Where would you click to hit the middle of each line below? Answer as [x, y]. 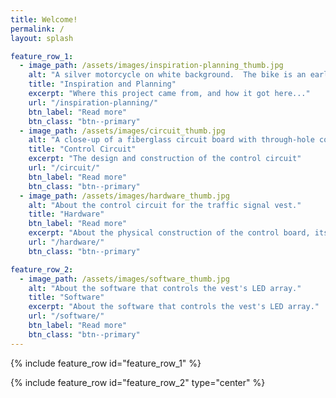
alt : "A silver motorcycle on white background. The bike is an [167, 75]
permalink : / [37, 29]
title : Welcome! [44, 19]
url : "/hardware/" [66, 242]
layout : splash [42, 38]
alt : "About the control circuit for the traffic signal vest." [165, 205]
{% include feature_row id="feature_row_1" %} [106, 363]
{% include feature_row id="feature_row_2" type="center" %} [138, 382]
